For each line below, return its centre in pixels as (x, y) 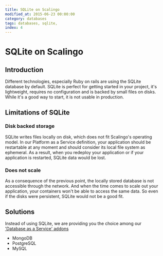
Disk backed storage (30, 126)
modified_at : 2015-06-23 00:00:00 (40, 14)
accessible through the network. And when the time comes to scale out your (81, 186)
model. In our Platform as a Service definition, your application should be (78, 142)
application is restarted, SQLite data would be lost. (55, 158)
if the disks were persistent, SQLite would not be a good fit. (64, 197)
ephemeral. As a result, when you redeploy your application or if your (74, 152)
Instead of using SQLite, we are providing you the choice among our (73, 223)
